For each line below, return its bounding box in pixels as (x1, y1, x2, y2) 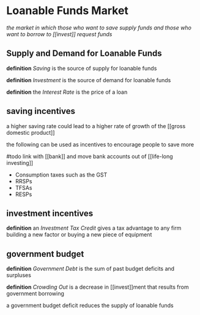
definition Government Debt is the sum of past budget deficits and (6, 265, 175, 273)
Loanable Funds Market (6, 4, 128, 18)
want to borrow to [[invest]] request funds (6, 30, 113, 37)
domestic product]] (6, 129, 55, 136)
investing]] (6, 159, 34, 166)
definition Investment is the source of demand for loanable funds (6, 76, 171, 83)
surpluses (6, 271, 32, 279)
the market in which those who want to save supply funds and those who (6, 24, 191, 31)
